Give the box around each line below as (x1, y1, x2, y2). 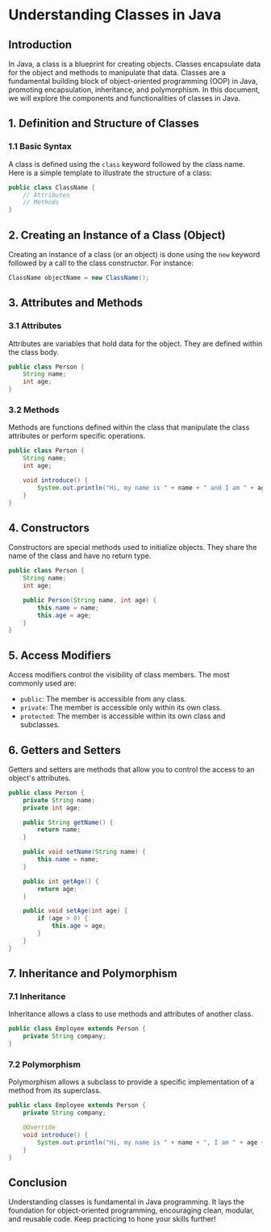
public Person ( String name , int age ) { (23, 596, 157, 604)
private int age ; (23, 804, 81, 812)
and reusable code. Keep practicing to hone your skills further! (8, 1214, 216, 1224)
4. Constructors (8, 521, 90, 535)
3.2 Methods (8, 404, 60, 415)
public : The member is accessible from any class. (19, 694, 187, 704)
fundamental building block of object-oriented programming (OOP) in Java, (8, 77, 258, 85)
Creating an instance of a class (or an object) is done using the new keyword (8, 250, 261, 259)
